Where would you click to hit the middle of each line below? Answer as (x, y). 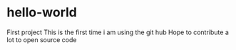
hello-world (42, 12)
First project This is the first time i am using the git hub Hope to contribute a (118, 32)
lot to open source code (42, 39)
